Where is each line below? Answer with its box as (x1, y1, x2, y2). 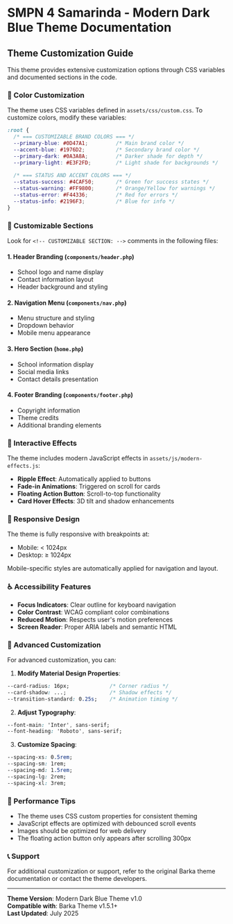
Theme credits (17, 413, 59, 421)
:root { (7, 127, 30, 134)
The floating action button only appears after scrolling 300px (17, 834, 191, 843)
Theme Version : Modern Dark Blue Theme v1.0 (7, 894, 142, 903)
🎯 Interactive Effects (7, 438, 78, 448)
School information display (17, 360, 94, 369)
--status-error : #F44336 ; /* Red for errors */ (13, 192, 178, 199)
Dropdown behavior (17, 321, 74, 330)
